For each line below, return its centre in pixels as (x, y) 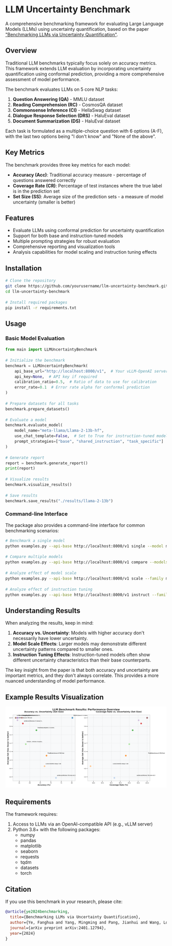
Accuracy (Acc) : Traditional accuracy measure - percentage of (80, 175)
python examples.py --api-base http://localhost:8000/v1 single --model (84, 546)
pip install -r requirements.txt (41, 308)
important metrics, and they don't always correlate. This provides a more (82, 675)
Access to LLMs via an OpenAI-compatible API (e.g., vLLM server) (83, 824)
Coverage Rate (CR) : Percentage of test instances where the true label (87, 186)
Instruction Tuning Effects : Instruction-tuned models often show (81, 655)
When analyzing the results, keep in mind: (49, 623)
